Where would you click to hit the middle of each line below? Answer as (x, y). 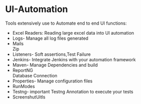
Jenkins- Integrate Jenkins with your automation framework (74, 59)
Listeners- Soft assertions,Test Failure (51, 54)
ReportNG (23, 70)
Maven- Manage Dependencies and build (55, 65)
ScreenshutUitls (29, 97)
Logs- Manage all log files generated (50, 38)
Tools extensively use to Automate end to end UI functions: (66, 23)
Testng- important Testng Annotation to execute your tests (73, 91)
